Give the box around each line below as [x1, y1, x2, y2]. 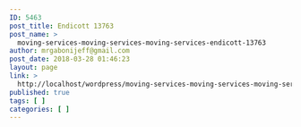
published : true [9, 88, 70, 97]
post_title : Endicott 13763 [9, 21, 115, 30]
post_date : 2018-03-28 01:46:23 [9, 55, 130, 63]
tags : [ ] [9, 96, 47, 106]
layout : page [9, 63, 58, 72]
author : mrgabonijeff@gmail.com [9, 47, 130, 55]
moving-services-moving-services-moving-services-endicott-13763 [17, 38, 267, 47]
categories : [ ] [9, 105, 70, 114]
